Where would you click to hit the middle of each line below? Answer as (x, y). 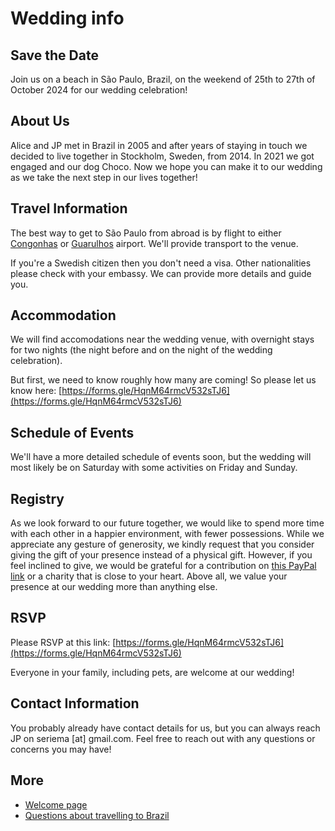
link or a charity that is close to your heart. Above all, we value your (149, 576)
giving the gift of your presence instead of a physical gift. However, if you (161, 555)
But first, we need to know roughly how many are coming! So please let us (163, 380)
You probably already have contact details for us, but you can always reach (165, 728)
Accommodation (63, 315)
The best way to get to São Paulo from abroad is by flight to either (146, 233)
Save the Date (54, 55)
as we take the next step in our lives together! (104, 177)
